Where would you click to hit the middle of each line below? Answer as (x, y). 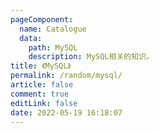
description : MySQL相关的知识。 (91, 57)
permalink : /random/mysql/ (66, 76)
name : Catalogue (53, 29)
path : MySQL (53, 47)
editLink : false (44, 103)
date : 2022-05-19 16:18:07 (66, 112)
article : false (42, 85)
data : (31, 38)
